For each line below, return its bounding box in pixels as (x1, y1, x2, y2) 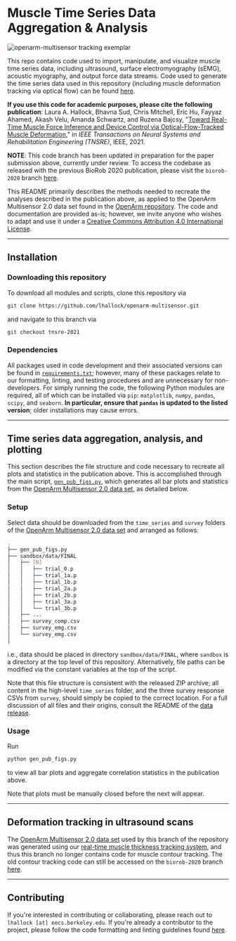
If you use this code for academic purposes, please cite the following (7, 100, 213, 108)
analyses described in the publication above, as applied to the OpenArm (7, 195, 216, 203)
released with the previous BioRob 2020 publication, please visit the (7, 166, 204, 174)
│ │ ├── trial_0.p (7, 566, 74, 573)
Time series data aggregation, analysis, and (7, 433, 204, 445)
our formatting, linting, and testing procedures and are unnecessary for (7, 376, 213, 384)
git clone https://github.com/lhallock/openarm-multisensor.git (7, 302, 199, 309)
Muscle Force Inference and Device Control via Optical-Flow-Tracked (23, 122, 224, 131)
